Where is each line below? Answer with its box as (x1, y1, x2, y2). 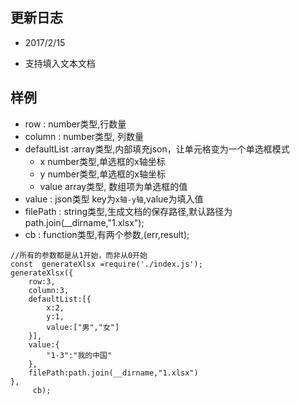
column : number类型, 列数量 (24, 130, 145, 142)
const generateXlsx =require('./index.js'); (10, 259, 203, 269)
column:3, (28, 285, 70, 295)
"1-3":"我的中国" (46, 350, 113, 360)
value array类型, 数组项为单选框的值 (39, 180, 188, 192)
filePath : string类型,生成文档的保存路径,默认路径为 (24, 205, 233, 217)
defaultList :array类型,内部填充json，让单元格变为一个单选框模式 (24, 143, 290, 155)
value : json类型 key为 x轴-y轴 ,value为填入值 (24, 193, 204, 205)
